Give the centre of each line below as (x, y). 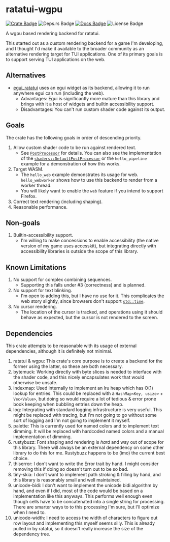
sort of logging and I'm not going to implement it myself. (72, 420)
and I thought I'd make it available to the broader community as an (75, 48)
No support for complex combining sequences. (62, 280)
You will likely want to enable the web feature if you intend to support (92, 191)
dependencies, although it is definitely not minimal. (59, 351)
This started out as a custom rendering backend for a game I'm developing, (85, 43)
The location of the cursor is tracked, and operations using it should (92, 312)
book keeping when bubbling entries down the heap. (68, 404)
